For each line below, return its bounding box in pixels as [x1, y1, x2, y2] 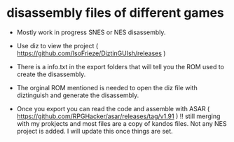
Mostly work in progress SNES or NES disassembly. [16, 28, 166, 36]
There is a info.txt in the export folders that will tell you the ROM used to [16, 62, 225, 71]
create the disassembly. [16, 70, 86, 78]
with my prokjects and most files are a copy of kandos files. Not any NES [16, 119, 227, 127]
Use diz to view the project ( [16, 41, 99, 50]
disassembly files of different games [6, 5, 225, 21]
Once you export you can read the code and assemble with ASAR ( [16, 104, 210, 113]
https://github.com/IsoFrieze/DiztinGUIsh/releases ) [16, 49, 166, 57]
